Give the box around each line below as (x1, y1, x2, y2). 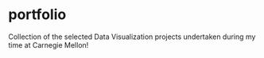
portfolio (8, 6, 67, 24)
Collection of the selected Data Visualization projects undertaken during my (8, 32, 256, 41)
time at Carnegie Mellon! (8, 40, 89, 49)
